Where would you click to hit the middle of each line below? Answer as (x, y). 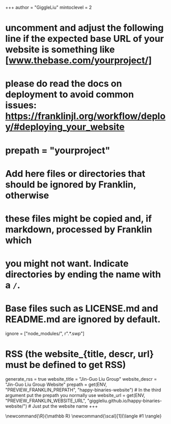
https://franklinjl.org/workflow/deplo (85, 116)
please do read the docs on (64, 84)
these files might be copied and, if (79, 218)
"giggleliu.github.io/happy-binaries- (124, 401)
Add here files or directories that (75, 174)
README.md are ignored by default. (83, 319)
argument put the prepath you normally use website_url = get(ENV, (75, 395)
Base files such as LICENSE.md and (82, 309)
